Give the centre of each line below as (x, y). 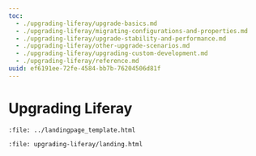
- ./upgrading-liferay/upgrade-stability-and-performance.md (121, 38)
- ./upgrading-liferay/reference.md (77, 61)
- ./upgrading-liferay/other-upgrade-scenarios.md (103, 46)
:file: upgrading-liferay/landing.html (76, 144)
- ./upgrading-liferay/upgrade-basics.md (87, 23)
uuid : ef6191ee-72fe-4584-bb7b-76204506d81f (85, 69)
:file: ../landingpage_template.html (72, 130)
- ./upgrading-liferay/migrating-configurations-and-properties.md (132, 31)
